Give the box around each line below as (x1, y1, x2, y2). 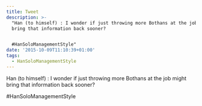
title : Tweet (6, 8, 39, 15)
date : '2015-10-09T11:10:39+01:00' (6, 47, 96, 53)
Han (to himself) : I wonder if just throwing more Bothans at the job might (6, 74, 187, 81)
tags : (6, 53, 20, 59)
